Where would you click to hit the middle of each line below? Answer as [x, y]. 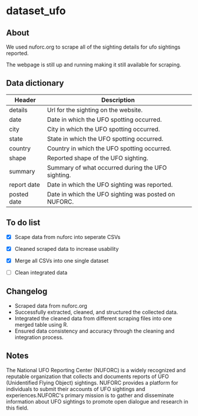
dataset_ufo [36, 11]
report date [24, 185]
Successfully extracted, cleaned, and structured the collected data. [96, 312]
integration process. [39, 337]
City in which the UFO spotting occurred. [103, 129]
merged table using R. [41, 324]
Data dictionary [35, 83]
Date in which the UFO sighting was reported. [110, 185]
